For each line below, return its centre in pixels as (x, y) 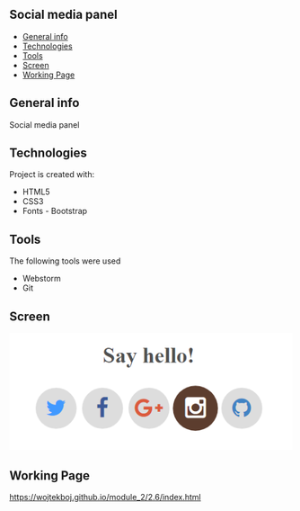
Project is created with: (52, 175)
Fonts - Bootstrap (55, 211)
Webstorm (41, 279)
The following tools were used (65, 261)
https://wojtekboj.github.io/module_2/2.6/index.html (105, 498)
